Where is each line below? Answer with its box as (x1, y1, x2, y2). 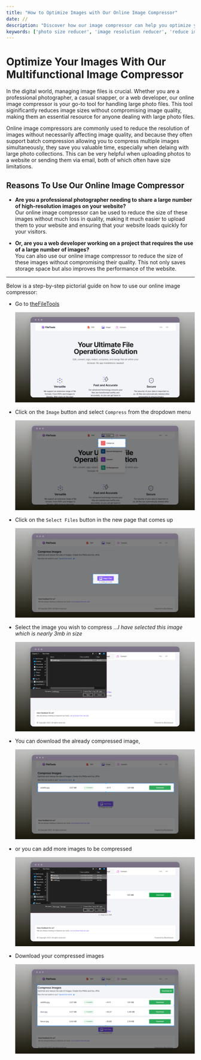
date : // (6, 16, 28, 22)
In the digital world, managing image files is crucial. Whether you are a (6, 87, 179, 95)
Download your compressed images (14, 952, 105, 959)
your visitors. (14, 228, 47, 235)
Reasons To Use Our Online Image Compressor (6, 180, 185, 190)
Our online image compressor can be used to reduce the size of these (14, 209, 188, 216)
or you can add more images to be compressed (14, 845, 132, 852)
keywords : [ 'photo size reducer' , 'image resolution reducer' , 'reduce (6, 29, 188, 35)
